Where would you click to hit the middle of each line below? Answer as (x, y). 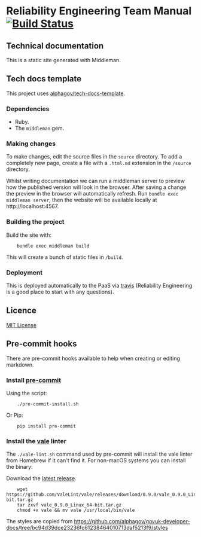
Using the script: (27, 393)
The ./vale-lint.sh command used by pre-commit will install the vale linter (99, 454)
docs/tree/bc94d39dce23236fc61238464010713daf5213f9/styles (87, 528)
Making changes (31, 144)
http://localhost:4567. (33, 206)
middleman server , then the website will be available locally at (82, 200)
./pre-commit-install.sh (48, 404)
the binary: (19, 467)
